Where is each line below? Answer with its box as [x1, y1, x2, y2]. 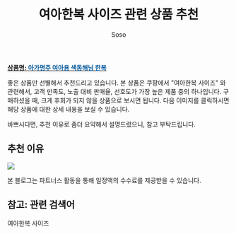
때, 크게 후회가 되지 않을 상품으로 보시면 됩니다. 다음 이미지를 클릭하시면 [31, 96, 230, 105]
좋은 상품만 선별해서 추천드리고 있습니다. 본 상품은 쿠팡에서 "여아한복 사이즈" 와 [7, 78, 226, 87]
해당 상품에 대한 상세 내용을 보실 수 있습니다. [7, 105, 130, 113]
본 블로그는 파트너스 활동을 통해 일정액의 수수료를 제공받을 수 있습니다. [7, 176, 201, 185]
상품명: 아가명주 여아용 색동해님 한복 [7, 63, 107, 71]
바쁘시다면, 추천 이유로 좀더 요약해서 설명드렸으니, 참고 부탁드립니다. [7, 119, 196, 128]
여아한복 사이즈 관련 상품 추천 [38, 6, 199, 23]
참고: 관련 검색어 [7, 199, 76, 211]
